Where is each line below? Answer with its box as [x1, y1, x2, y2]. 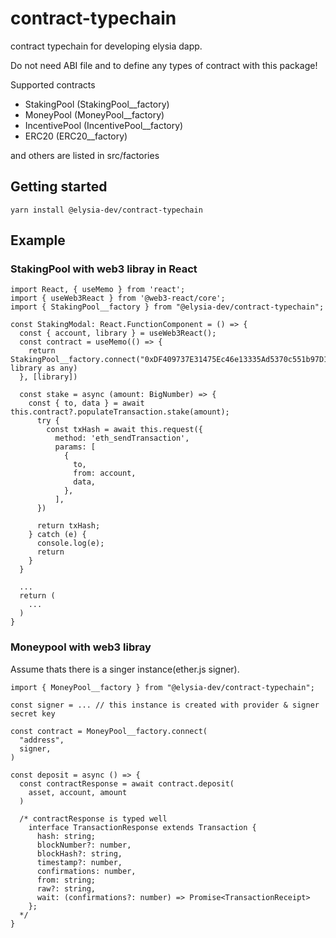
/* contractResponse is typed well [19, 813, 168, 824]
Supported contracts [10, 78, 96, 91]
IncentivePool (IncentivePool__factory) [24, 119, 184, 131]
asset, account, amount [28, 787, 128, 797]
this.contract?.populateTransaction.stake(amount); [10, 407, 230, 417]
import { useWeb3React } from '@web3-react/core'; [10, 293, 226, 304]
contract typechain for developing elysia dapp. [10, 40, 203, 52]
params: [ [54, 442, 97, 452]
